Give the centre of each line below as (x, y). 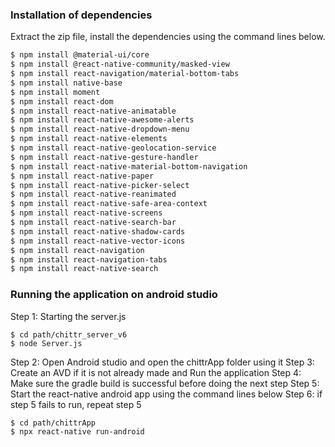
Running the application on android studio (114, 295)
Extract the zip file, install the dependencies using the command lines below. (168, 37)
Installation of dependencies (81, 15)
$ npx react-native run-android (77, 431)
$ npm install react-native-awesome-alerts (102, 120)
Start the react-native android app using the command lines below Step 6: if (166, 394)
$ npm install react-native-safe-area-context (109, 204)
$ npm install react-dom (62, 101)
